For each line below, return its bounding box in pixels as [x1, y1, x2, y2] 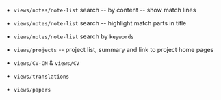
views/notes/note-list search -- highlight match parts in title [13, 19, 187, 27]
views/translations [13, 73, 70, 80]
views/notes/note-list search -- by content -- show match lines [13, 6, 196, 14]
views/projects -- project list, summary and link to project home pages [13, 46, 214, 53]
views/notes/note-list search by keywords [13, 32, 135, 40]
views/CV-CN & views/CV [13, 59, 80, 67]
